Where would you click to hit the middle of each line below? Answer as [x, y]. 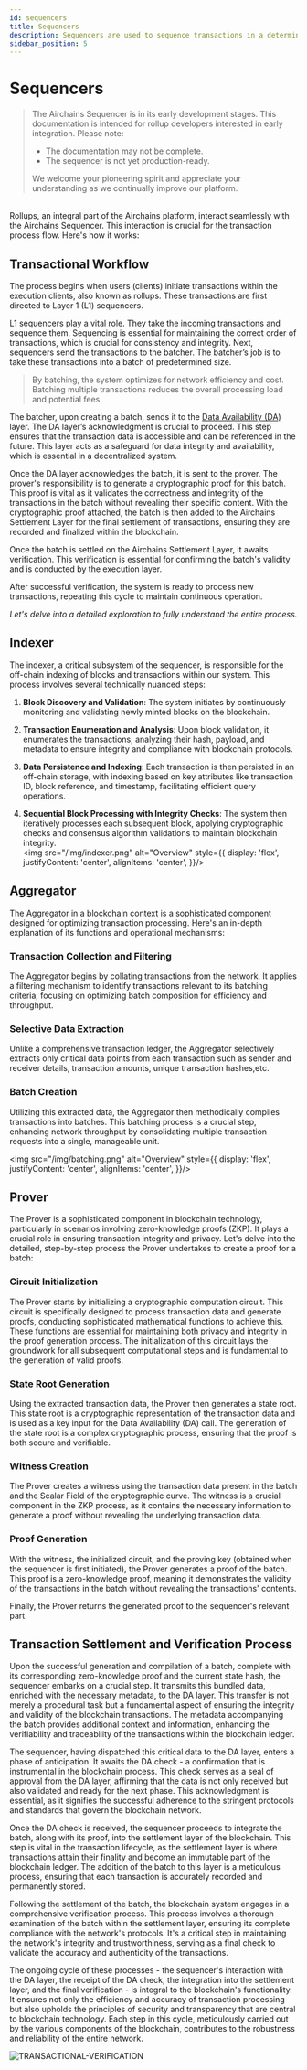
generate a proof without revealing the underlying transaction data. [136, 1516]
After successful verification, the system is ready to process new [132, 587]
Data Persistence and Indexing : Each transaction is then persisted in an [159, 767]
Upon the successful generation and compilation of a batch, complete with [150, 1667]
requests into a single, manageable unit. [85, 1141]
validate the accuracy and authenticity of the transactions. [119, 1953]
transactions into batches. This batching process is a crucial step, [133, 1121]
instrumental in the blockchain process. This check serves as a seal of [142, 1772]
